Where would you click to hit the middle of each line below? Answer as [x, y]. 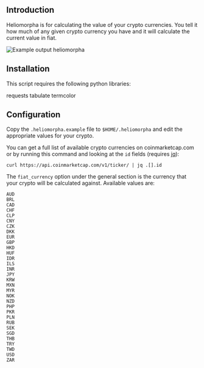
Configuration [33, 115]
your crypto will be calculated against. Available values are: [81, 183]
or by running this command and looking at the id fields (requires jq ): [93, 154]
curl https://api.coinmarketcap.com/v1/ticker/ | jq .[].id [84, 165]
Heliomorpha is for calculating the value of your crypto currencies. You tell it [102, 24]
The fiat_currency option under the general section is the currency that [97, 177]
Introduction [30, 10]
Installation [28, 69]
